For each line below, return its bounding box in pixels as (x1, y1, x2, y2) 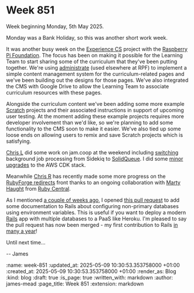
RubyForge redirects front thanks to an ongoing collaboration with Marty (6, 179, 181, 186)
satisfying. (6, 137, 31, 144)
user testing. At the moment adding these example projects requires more (6, 112, 185, 120)
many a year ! (6, 227, 38, 235)
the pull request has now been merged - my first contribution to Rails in (6, 221, 178, 228)
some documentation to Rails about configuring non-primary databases (6, 202, 179, 209)
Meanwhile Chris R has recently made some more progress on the (6, 173, 166, 180)
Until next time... (6, 239, 46, 246)
